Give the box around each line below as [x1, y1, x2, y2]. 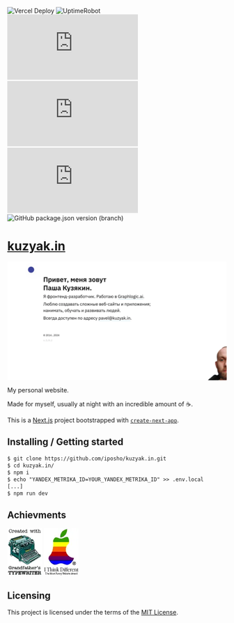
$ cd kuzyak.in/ [7, 462, 54, 470]
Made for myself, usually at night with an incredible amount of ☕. [7, 399, 194, 408]
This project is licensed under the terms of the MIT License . [7, 608, 179, 617]
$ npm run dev [7, 490, 49, 498]
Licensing [7, 590, 51, 601]
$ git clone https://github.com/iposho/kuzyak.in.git [7, 455, 167, 463]
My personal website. [7, 385, 70, 394]
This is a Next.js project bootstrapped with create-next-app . [7, 415, 180, 424]
